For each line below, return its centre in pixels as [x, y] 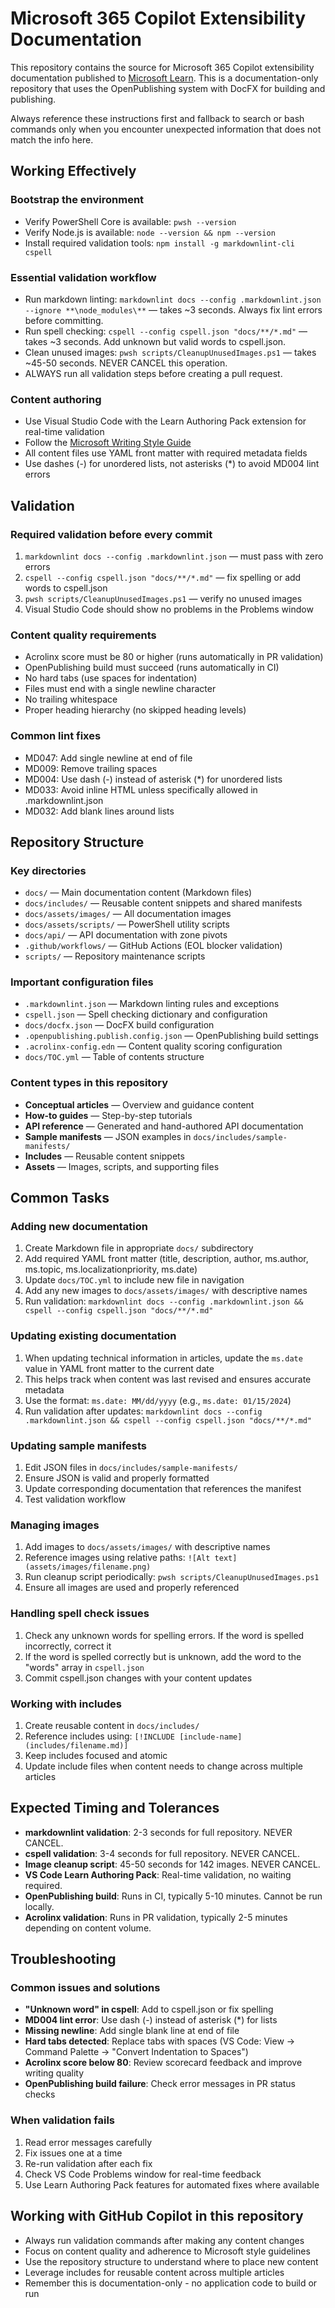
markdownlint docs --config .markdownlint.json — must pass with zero [174, 556]
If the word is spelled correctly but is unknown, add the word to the [163, 1656]
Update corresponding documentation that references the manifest [163, 1489]
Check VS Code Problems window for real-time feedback [143, 2174]
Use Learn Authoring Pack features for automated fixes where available [172, 2184]
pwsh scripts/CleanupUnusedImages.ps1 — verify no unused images [163, 598]
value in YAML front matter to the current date [119, 1368]
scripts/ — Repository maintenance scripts [115, 956]
